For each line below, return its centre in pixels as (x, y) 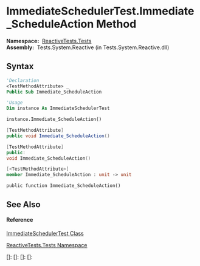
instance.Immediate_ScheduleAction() (54, 120)
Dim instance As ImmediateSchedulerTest (58, 108)
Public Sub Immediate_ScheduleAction (54, 92)
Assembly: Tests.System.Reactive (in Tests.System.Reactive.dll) (88, 47)
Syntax (20, 66)
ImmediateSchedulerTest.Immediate (100, 11)
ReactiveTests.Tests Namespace (47, 245)
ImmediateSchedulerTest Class (45, 233)
